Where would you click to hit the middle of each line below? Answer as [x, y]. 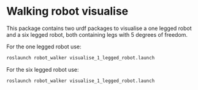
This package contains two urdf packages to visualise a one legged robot [99, 28]
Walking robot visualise [67, 11]
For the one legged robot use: [44, 47]
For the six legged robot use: [43, 69]
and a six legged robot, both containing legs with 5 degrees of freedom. [97, 34]
